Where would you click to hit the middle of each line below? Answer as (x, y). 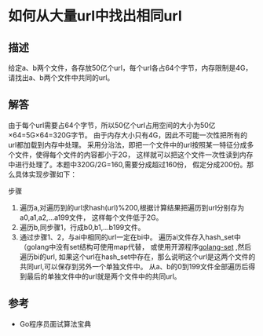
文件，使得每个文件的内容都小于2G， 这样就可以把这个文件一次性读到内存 (134, 155)
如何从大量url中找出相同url (95, 16)
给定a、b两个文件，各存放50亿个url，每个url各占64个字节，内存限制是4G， (130, 68)
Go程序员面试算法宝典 (55, 323)
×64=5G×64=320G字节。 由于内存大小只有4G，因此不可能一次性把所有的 (128, 135)
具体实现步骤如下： (46, 174)
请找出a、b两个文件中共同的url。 (61, 78)
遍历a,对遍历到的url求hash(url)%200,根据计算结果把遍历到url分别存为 (132, 207)
